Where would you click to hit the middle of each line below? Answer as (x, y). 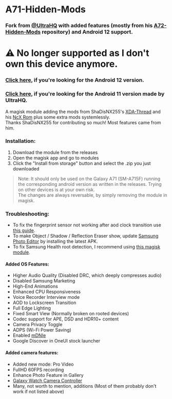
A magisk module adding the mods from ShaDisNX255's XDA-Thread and (83, 111)
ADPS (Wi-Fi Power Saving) (42, 330)
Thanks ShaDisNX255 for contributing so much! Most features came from (83, 122)
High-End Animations (35, 287)
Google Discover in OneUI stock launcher (56, 341)
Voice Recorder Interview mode (46, 297)
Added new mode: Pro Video (43, 364)
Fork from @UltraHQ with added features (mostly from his (79, 26)
